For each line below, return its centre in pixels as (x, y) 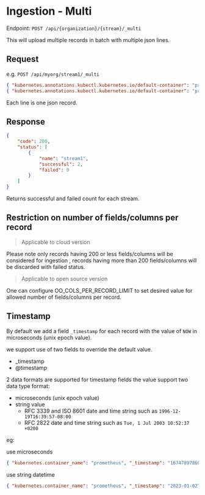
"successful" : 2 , (61, 164)
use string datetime (31, 474)
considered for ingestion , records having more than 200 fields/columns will (102, 260)
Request (23, 59)
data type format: (28, 386)
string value (30, 404)
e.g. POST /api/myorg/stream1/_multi (53, 74)
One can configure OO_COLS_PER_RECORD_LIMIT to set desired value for (99, 290)
